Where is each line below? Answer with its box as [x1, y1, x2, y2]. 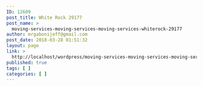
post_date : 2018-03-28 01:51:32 [6, 37, 88, 43]
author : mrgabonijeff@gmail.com [6, 31, 88, 38]
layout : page [6, 43, 39, 49]
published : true [6, 59, 47, 65]
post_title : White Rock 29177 [6, 15, 83, 21]
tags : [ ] [6, 65, 31, 71]
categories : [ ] [6, 71, 47, 77]
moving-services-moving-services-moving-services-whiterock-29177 [11, 25, 182, 32]
